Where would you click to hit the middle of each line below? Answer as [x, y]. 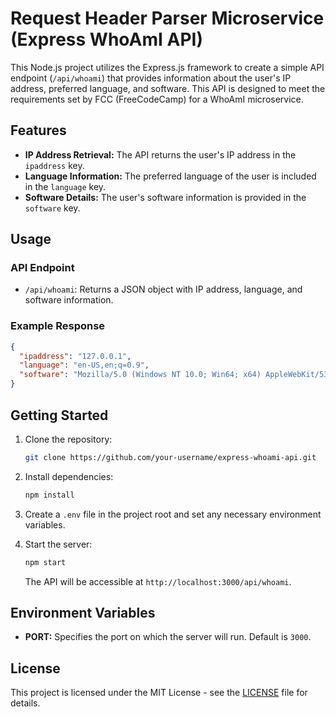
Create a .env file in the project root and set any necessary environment [173, 514]
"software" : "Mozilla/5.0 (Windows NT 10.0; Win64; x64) [140, 375]
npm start [45, 562]
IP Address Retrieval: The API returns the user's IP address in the [160, 154]
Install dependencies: [69, 476]
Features [38, 130]
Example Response [58, 326]
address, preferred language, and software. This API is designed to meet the [168, 88]
